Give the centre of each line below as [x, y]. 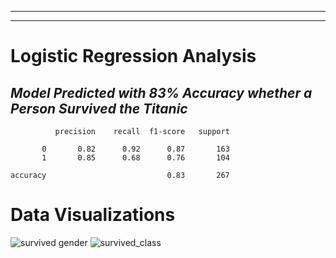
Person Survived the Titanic [99, 108]
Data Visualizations [93, 215]
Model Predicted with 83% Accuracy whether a [161, 92]
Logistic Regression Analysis [133, 56]
